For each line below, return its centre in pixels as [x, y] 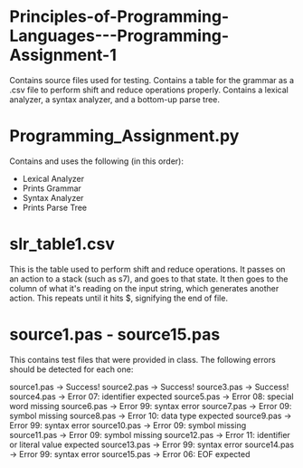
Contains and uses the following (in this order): [96, 161]
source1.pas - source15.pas [115, 334]
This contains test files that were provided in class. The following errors [142, 359]
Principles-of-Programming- [119, 17]
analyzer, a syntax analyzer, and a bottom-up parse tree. [114, 99]
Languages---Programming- [119, 36]
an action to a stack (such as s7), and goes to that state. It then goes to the [149, 279]
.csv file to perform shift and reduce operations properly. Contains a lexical [149, 90]
